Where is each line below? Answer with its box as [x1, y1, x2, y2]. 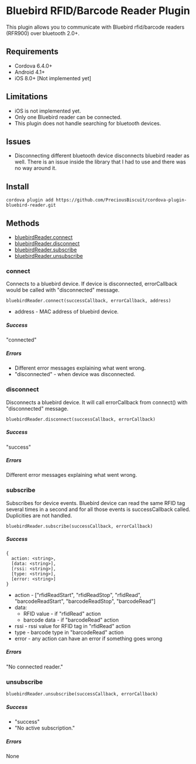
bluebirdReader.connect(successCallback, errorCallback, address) [6, 298, 171, 304]
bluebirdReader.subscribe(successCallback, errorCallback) [6, 523, 153, 529]
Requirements [6, 47, 59, 57]
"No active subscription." [14, 724, 75, 731]
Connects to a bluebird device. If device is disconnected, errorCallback [6, 280, 177, 288]
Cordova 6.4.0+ [14, 62, 53, 69]
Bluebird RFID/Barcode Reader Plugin [6, 4, 190, 18]
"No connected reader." [6, 663, 63, 670]
